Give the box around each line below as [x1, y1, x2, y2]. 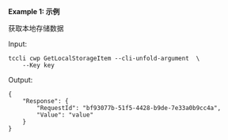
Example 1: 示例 [8, 7, 60, 16]
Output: [8, 76, 33, 84]
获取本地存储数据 [8, 24, 64, 33]
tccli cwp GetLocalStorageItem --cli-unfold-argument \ [8, 54, 200, 62]
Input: [8, 39, 28, 49]
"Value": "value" [36, 111, 93, 119]
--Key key [22, 61, 55, 69]
